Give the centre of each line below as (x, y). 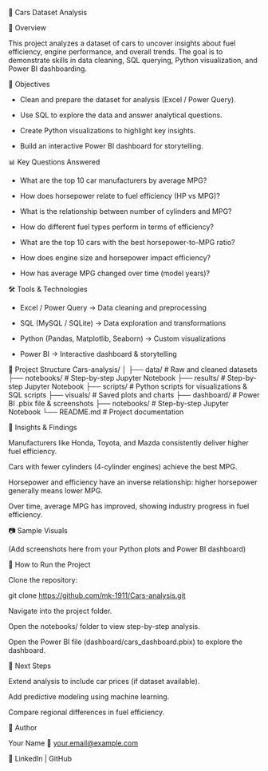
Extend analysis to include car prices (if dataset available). (104, 681)
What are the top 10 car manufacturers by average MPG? (113, 180)
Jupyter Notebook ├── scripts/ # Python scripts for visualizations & (136, 386)
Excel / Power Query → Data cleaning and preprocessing (113, 308)
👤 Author (23, 728)
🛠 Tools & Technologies (48, 289)
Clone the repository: (43, 580)
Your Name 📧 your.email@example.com (73, 743)
